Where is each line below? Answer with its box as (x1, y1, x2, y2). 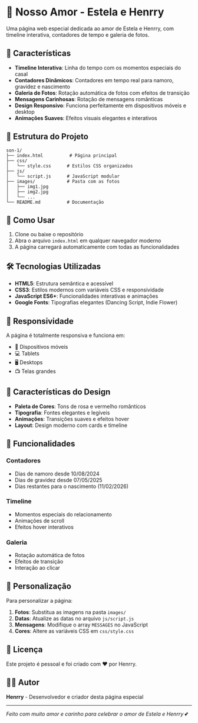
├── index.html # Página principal (6, 152, 117, 159)
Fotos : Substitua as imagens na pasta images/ (14, 608, 127, 615)
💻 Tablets (14, 350, 39, 357)
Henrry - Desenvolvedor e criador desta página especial (6, 693, 144, 700)
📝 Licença (6, 645, 43, 655)
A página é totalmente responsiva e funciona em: (6, 332, 126, 339)
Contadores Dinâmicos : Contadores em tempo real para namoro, (14, 76, 174, 83)
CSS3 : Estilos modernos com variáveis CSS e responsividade (14, 287, 164, 294)
